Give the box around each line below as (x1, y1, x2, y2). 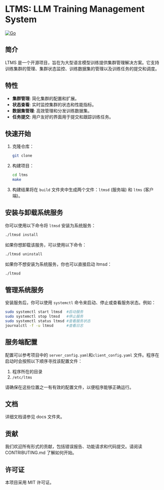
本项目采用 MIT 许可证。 (5, 480, 54, 485)
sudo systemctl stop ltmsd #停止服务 (5, 314, 84, 319)
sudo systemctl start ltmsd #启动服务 (5, 309, 84, 315)
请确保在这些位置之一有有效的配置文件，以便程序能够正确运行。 (5, 384, 134, 390)
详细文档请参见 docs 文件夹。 (5, 414, 65, 420)
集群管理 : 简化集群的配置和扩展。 (12, 95, 79, 101)
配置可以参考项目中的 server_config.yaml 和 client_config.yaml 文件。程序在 (5, 352, 160, 358)
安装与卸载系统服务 (5, 209, 63, 217)
